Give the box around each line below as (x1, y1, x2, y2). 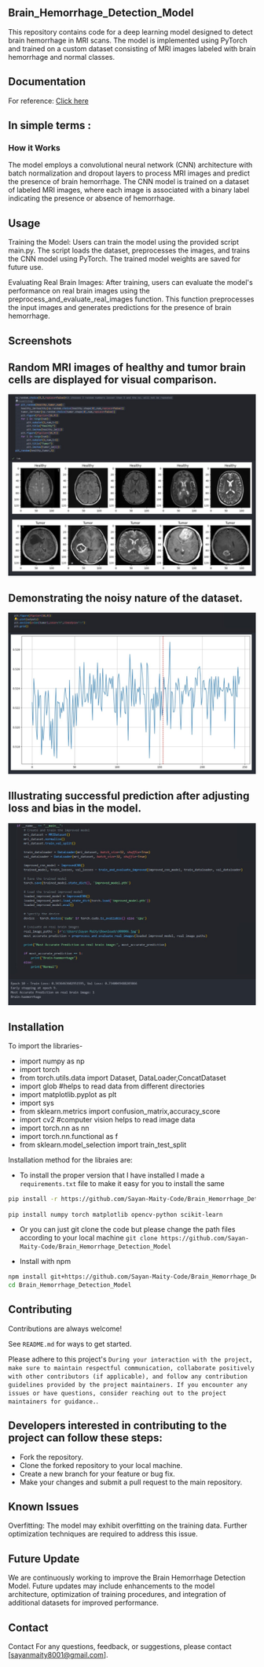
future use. (8, 263, 44, 272)
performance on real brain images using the (8, 286, 151, 296)
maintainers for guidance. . (8, 1396, 99, 1406)
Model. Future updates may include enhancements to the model (8, 1581, 215, 1591)
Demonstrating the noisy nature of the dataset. (8, 591, 244, 604)
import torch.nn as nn (19, 1123, 90, 1133)
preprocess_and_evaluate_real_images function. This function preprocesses (8, 294, 255, 304)
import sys (19, 1098, 55, 1108)
